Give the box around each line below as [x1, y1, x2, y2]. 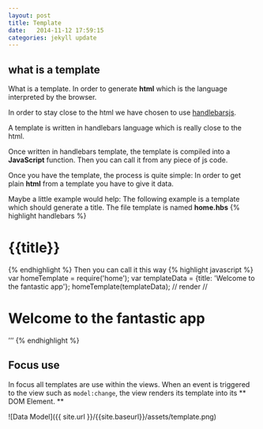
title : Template [8, 19, 62, 27]
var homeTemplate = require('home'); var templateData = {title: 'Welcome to [8, 274, 255, 283]
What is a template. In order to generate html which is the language [8, 84, 227, 93]
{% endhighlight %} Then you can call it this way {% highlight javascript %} [8, 265, 254, 274]
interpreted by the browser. [8, 93, 97, 102]
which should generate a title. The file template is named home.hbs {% [8, 203, 240, 212]
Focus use [8, 359, 61, 372]
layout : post [8, 11, 51, 20]
